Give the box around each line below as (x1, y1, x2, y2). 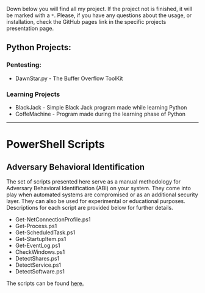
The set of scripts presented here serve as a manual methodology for (6, 177, 181, 185)
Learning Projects (6, 90, 60, 98)
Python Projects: (6, 42, 71, 53)
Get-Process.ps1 (15, 222, 57, 229)
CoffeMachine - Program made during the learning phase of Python (15, 110, 186, 117)
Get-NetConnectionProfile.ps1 (15, 215, 91, 223)
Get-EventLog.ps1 (15, 242, 60, 249)
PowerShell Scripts (6, 138, 105, 152)
